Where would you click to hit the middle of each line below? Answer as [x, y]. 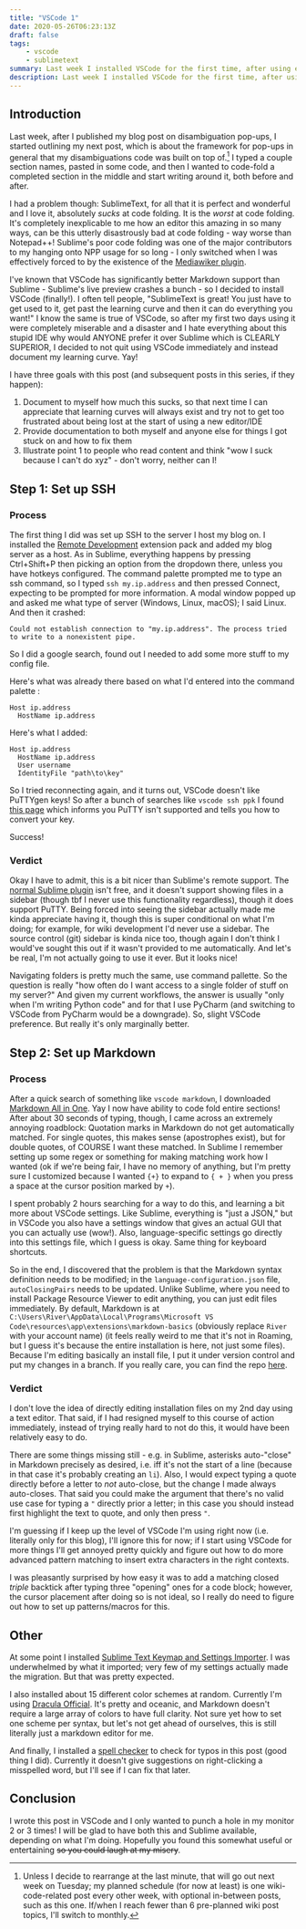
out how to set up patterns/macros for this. [90, 1607]
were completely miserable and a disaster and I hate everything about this [148, 328]
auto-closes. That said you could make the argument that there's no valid [147, 1494]
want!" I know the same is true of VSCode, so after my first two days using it [153, 318]
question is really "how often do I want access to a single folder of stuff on [149, 985]
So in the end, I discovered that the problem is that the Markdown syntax [146, 1270]
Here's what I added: [49, 732]
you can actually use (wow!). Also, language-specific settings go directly [146, 1232]
